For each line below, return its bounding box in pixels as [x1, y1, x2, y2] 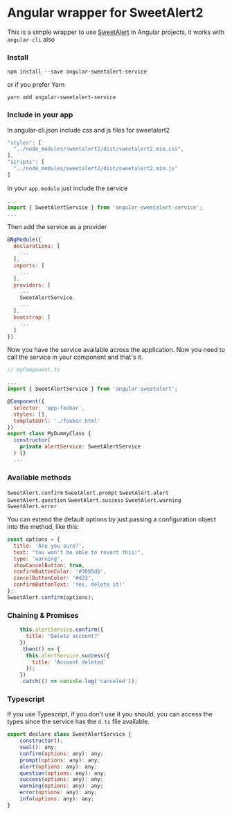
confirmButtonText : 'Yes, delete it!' [13, 581, 126, 588]
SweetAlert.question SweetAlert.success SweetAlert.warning [7, 497, 181, 504]
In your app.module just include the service [7, 184, 128, 192]
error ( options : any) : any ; [19, 789, 98, 796]
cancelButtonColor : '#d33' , [13, 575, 95, 582]
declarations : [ [13, 243, 60, 250]
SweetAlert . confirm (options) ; [7, 594, 95, 601]
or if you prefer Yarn [7, 81, 65, 89]
